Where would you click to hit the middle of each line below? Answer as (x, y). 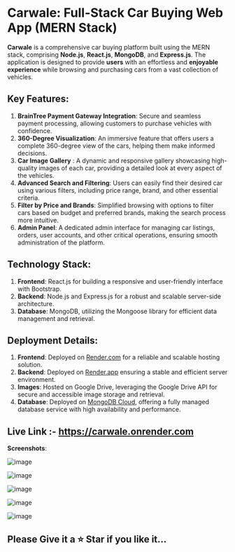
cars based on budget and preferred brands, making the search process (121, 212)
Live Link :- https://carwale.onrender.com (101, 431)
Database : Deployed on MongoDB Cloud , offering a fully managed (113, 402)
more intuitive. (38, 220)
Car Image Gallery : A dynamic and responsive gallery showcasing (114, 160)
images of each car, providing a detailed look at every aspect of (130, 168)
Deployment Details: (52, 340)
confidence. (35, 130)
